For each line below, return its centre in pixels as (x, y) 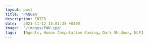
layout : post (19, 10)
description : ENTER (26, 19)
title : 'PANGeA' (22, 14)
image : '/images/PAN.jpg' (34, 28)
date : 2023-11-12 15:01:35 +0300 (43, 23)
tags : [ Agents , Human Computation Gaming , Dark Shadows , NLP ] (74, 33)
